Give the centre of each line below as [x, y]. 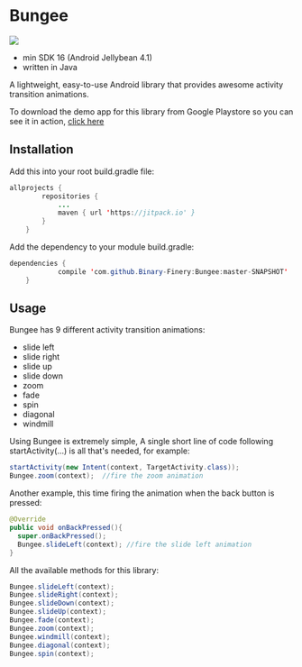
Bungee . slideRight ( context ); [64, 595]
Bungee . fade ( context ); [52, 620]
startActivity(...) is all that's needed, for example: [100, 451]
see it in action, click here [57, 121]
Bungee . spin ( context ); [52, 653]
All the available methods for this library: [84, 570]
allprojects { [36, 187]
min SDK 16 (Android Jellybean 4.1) [87, 57]
